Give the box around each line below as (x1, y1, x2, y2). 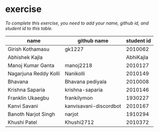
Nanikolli (64, 70, 85, 77)
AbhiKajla (126, 53, 149, 60)
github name (77, 37, 109, 44)
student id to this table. (5, 25, 53, 31)
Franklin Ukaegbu (8, 94, 49, 101)
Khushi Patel (8, 118, 38, 125)
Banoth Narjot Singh (8, 110, 55, 117)
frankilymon (64, 94, 93, 101)
